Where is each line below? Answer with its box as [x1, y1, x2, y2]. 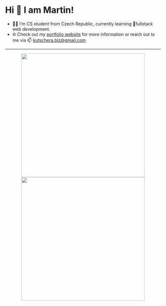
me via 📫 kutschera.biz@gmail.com [12, 37, 86, 43]
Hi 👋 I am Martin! [5, 4, 74, 16]
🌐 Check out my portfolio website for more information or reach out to [12, 31, 155, 37]
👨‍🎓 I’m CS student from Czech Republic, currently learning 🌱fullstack [12, 21, 153, 27]
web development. [12, 26, 50, 32]
